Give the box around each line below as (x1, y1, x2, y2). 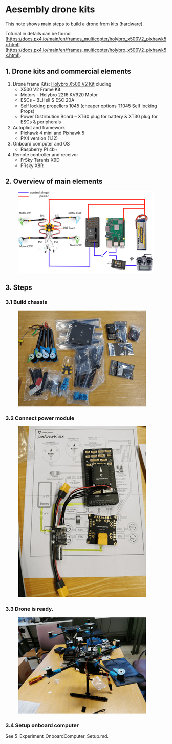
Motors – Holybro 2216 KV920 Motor (20, 91, 98, 98)
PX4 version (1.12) (20, 135, 58, 141)
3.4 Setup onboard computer (5, 721, 79, 729)
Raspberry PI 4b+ (20, 146, 58, 152)
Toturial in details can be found (5, 30, 71, 36)
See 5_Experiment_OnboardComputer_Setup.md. (5, 733, 109, 739)
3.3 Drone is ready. (5, 606, 54, 613)
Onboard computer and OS (12, 140, 70, 147)
